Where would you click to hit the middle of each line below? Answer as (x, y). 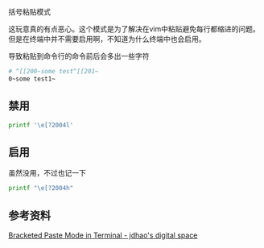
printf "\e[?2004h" (41, 188)
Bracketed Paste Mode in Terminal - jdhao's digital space (103, 235)
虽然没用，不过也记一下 (47, 173)
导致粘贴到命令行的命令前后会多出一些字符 (79, 56)
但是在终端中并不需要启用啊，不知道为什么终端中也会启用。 (107, 39)
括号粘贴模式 (29, 12)
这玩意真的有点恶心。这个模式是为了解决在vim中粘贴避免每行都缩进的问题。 (134, 29)
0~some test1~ (32, 79)
